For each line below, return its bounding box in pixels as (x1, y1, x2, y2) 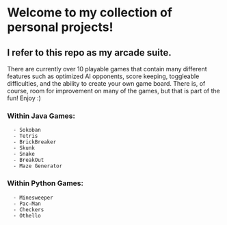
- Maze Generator (13, 163, 63, 169)
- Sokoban (13, 127, 41, 134)
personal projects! (7, 19, 113, 35)
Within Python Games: (7, 178, 84, 188)
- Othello (13, 212, 41, 219)
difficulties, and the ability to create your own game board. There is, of (7, 80, 206, 87)
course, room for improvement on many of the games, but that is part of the (7, 87, 220, 95)
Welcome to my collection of (7, 5, 173, 21)
